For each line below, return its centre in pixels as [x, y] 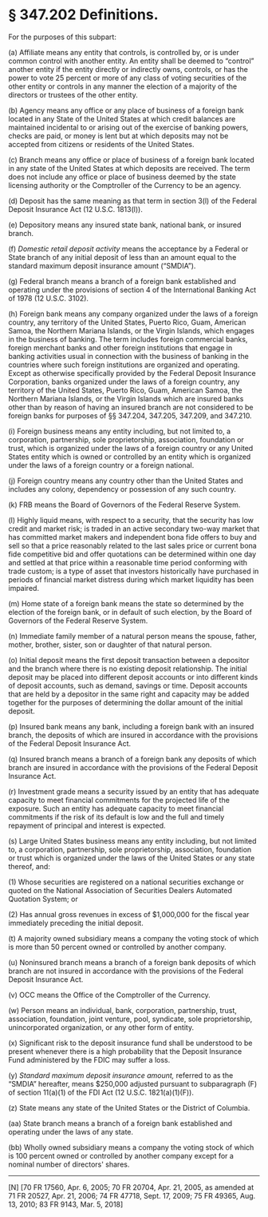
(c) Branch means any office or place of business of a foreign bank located [132, 160]
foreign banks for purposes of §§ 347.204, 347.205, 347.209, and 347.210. [130, 415]
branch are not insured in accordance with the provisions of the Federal [126, 971]
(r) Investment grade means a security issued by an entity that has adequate [134, 791]
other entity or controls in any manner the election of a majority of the [123, 86]
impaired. [24, 588]
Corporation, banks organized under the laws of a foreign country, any [124, 381]
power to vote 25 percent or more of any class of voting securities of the [128, 78]
